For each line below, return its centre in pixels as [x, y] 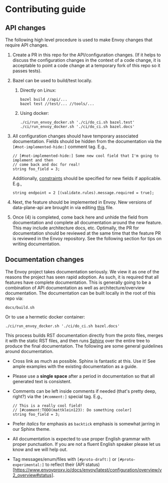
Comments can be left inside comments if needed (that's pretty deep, [84, 391]
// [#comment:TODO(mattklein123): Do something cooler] [72, 410]
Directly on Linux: [38, 90]
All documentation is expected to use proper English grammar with [81, 439]
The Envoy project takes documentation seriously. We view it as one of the [82, 271]
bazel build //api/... [44, 99]
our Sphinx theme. [32, 429]
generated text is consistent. [42, 381]
